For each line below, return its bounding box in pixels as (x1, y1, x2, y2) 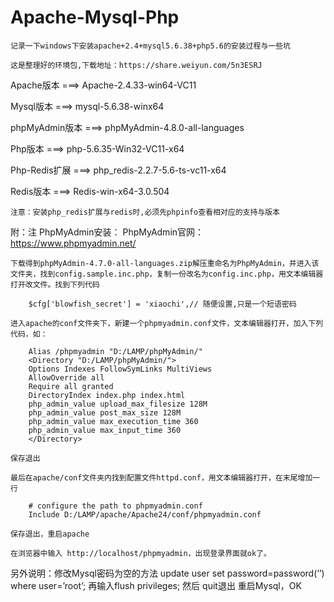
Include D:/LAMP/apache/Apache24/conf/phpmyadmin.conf (28, 509, 262, 520)
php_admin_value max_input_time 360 (28, 425, 182, 435)
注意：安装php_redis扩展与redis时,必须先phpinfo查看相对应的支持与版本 (10, 207, 280, 217)
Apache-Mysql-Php (10, 6, 180, 29)
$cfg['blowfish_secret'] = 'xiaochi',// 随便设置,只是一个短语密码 (28, 299, 297, 309)
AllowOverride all (28, 372, 105, 383)
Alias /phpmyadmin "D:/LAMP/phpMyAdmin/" (28, 346, 203, 356)
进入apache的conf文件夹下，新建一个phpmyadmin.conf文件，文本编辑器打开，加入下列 (10, 318, 324, 328)
